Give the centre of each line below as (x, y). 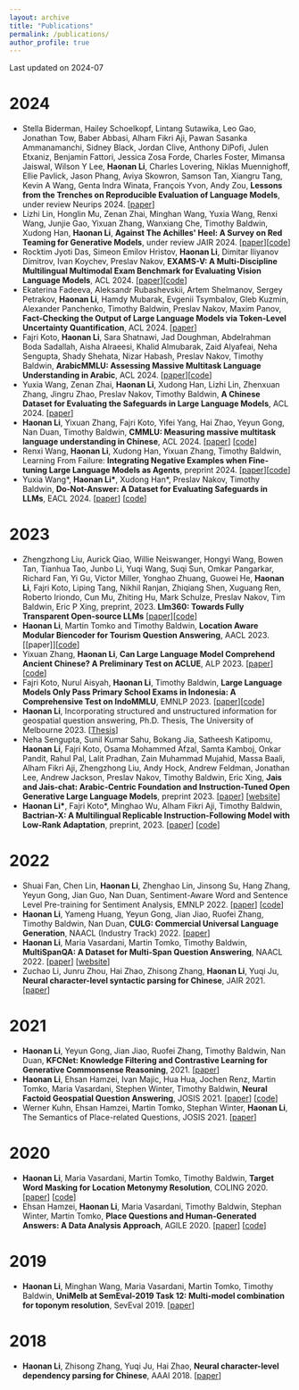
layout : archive (39, 17)
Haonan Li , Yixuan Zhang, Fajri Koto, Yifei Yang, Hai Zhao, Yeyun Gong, (154, 423)
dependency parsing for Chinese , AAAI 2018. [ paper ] (121, 1375)
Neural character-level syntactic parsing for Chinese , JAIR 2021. (144, 981)
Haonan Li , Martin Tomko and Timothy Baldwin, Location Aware (140, 626)
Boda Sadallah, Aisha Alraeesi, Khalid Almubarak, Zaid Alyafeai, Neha (150, 347)
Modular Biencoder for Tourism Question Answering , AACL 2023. (145, 636)
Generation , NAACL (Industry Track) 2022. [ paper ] (116, 933)
